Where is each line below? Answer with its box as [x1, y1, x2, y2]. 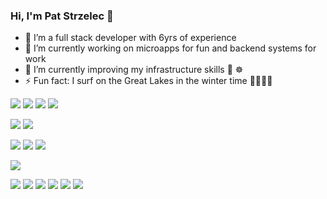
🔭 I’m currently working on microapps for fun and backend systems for [24, 42, 317, 54]
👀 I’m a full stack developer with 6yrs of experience [24, 32, 237, 44]
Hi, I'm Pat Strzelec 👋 [10, 9, 114, 23]
